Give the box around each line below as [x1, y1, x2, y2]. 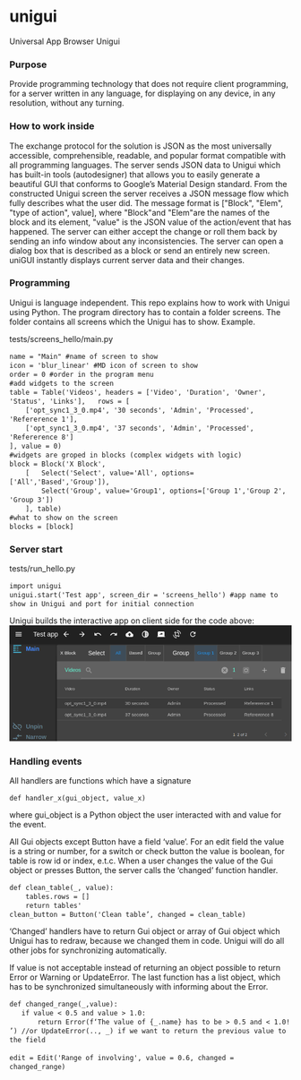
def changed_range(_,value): [9, 1000, 118, 1009]
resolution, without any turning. [9, 98, 125, 108]
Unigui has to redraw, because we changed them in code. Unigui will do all [9, 936, 285, 947]
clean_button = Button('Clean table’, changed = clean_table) [9, 911, 246, 920]
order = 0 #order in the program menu [9, 370, 154, 379]
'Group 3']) [9, 495, 54, 504]
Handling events [9, 755, 82, 767]
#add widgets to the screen [9, 379, 115, 388]
